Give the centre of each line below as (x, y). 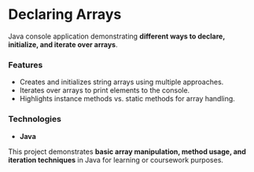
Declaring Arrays (65, 15)
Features (26, 64)
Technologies (35, 119)
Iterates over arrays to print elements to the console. (105, 90)
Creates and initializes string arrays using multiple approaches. (121, 82)
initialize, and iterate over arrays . (63, 44)
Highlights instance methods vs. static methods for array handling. (127, 99)
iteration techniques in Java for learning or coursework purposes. (116, 159)
